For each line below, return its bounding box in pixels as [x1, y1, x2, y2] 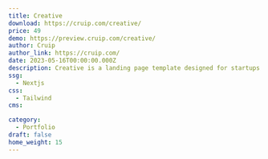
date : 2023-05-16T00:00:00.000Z [8, 57, 116, 65]
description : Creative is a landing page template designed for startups [8, 64, 261, 72]
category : [8, 116, 42, 124]
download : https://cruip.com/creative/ [8, 19, 142, 27]
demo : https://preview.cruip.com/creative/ [8, 34, 156, 43]
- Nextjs [15, 79, 45, 87]
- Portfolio [15, 124, 56, 132]
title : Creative [8, 11, 63, 20]
